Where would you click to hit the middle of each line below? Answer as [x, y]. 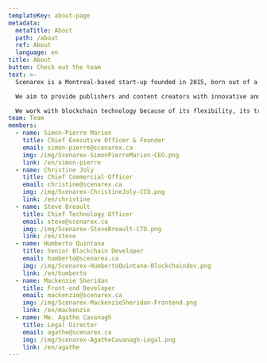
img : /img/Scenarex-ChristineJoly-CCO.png [94, 192]
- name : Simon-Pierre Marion [64, 133]
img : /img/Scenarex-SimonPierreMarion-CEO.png [101, 155]
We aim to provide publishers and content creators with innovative [131, 96]
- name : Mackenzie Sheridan [62, 280]
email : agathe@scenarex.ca [67, 332]
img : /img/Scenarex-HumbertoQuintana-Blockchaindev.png [117, 266]
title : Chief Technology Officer [78, 214]
